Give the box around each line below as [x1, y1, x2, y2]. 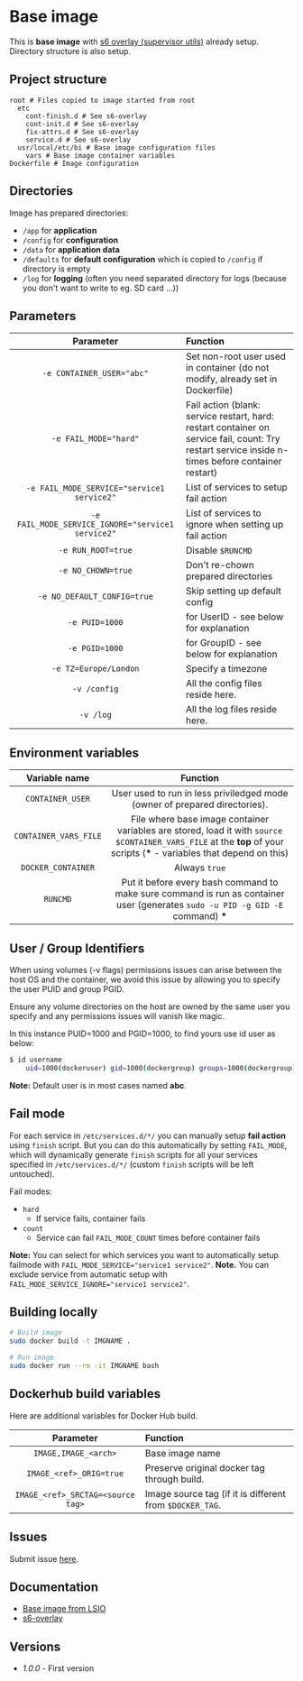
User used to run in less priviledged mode [111, 787, 289, 800]
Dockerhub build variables [9, 1386, 161, 1401]
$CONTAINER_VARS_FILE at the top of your [115, 836, 284, 849]
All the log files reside [186, 703, 278, 716]
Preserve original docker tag [144, 1461, 266, 1474]
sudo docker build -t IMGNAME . [9, 1337, 131, 1346]
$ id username [9, 1055, 63, 1064]
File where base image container [130, 813, 270, 826]
